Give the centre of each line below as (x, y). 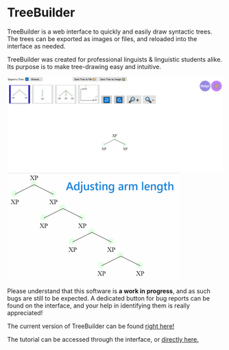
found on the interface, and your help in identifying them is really (99, 305)
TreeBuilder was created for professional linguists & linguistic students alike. (115, 59)
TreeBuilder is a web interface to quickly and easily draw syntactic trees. (110, 32)
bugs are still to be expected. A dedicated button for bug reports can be (109, 298)
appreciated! (25, 312)
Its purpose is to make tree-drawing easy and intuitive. (84, 66)
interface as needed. (36, 46)
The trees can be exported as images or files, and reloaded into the (102, 38)
